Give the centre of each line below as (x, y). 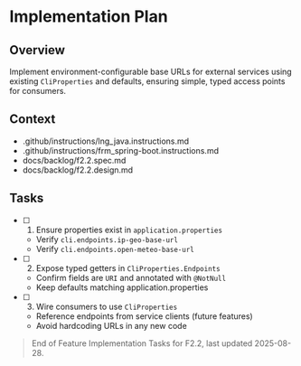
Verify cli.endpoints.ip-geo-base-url (107, 239)
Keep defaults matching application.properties (122, 287)
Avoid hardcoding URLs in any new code (111, 325)
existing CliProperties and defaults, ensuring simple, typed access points (147, 81)
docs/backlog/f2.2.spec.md (74, 160)
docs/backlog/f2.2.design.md (78, 170)
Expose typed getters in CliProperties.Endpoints (128, 267)
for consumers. (38, 91)
